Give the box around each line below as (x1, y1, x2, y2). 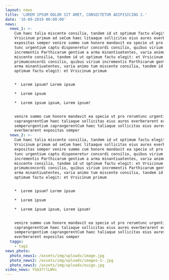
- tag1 (14, 244, 28, 249)
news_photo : (5, 248, 30, 253)
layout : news (5, 7, 33, 13)
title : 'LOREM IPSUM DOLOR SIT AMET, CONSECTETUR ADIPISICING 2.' (5, 12, 147, 17)
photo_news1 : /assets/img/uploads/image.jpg (10, 253, 105, 258)
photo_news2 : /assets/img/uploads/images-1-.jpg (10, 258, 114, 263)
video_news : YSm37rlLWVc (5, 267, 57, 272)
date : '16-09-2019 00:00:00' (5, 17, 66, 22)
